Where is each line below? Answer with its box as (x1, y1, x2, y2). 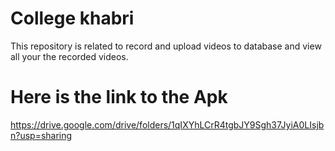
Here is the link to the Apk (10, 86, 228, 109)
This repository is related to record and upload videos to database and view (10, 40, 322, 52)
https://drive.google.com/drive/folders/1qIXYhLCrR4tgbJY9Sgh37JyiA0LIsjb (10, 118, 325, 131)
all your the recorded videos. (10, 50, 129, 62)
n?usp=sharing (10, 129, 73, 141)
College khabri (10, 7, 135, 30)
